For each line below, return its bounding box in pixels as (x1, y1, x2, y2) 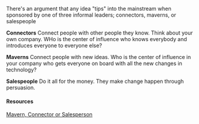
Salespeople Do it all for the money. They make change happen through (6, 77, 184, 85)
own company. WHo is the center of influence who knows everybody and (6, 36, 187, 42)
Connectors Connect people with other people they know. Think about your (6, 29, 193, 36)
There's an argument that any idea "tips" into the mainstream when (6, 5, 172, 12)
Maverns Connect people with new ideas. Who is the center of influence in (6, 54, 191, 60)
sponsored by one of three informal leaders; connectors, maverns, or (6, 11, 176, 18)
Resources (6, 98, 34, 105)
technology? (6, 66, 37, 73)
